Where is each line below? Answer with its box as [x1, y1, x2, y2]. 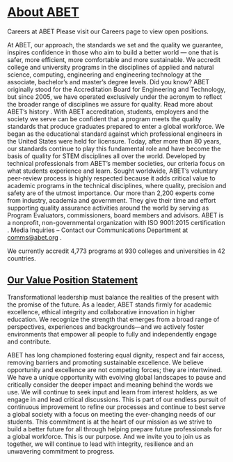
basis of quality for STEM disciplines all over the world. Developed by [7, 151, 207, 160]
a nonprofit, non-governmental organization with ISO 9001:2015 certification [7, 218, 225, 226]
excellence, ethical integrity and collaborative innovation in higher [7, 307, 196, 316]
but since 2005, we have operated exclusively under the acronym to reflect [7, 92, 223, 101]
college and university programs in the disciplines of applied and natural [7, 63, 214, 71]
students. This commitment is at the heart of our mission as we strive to [7, 417, 213, 426]
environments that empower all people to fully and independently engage [7, 330, 217, 338]
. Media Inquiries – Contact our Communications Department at [7, 226, 188, 234]
